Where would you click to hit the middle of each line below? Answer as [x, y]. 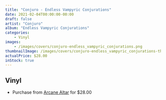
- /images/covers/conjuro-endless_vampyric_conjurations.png [78, 47]
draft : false [19, 19]
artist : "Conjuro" [24, 24]
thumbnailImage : [22, 51]
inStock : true [20, 60]
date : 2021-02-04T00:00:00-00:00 [40, 14]
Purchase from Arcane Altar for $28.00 [52, 93]
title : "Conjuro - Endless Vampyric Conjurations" [58, 10]
